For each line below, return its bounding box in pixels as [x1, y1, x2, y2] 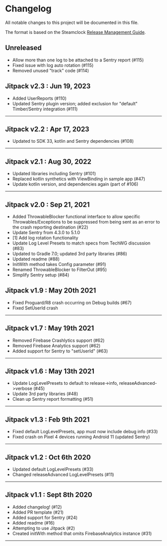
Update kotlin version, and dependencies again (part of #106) [12, 181, 139, 187]
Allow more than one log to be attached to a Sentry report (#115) [12, 57, 144, 63]
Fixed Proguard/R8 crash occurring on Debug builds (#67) [12, 299, 132, 305]
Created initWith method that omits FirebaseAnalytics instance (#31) [12, 530, 152, 537]
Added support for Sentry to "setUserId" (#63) [12, 348, 108, 354]
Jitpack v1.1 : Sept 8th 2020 [5, 491, 92, 499]
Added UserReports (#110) [12, 95, 67, 101]
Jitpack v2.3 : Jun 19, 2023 [5, 82, 91, 90]
